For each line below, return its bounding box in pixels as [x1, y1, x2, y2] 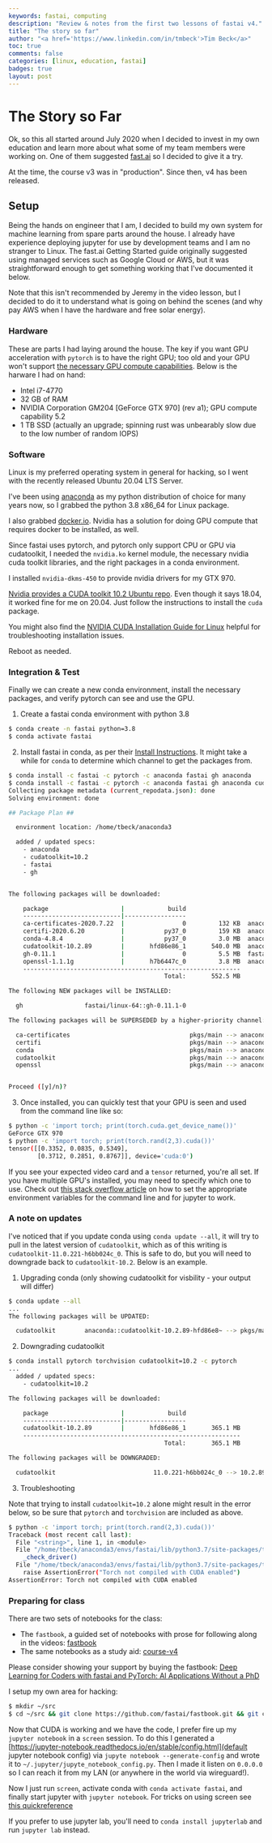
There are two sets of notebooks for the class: [8, 1613, 163, 1623]
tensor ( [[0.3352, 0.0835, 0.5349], [8, 1145, 129, 1153]
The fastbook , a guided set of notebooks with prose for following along [19, 1630, 257, 1639]
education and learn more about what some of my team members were [8, 143, 245, 153]
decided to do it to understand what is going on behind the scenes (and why [8, 297, 263, 307]
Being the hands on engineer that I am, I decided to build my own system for [8, 221, 263, 230]
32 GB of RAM [19, 394, 69, 404]
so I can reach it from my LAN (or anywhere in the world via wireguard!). [8, 1768, 249, 1777]
